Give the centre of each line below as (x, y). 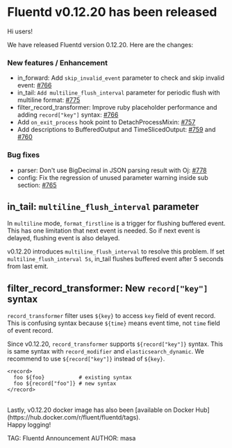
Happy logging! (29, 425)
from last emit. (28, 266)
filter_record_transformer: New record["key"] (108, 288)
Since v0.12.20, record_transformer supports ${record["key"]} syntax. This (115, 344)
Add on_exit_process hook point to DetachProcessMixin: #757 (106, 122)
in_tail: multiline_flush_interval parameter (103, 207)
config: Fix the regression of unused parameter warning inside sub (113, 177)
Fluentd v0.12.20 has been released (112, 12)
